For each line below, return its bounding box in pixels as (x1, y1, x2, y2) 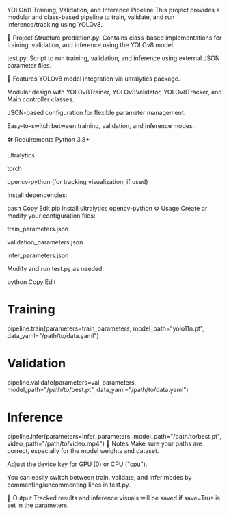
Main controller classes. (7, 95, 75, 103)
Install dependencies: (7, 191, 68, 199)
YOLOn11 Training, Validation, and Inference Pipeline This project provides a (7, 6, 220, 14)
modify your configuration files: (7, 211, 96, 220)
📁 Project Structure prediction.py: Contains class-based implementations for (7, 34, 222, 42)
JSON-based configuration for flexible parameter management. (7, 109, 186, 116)
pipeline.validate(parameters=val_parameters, (7, 378, 137, 386)
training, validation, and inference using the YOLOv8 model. (7, 41, 175, 49)
